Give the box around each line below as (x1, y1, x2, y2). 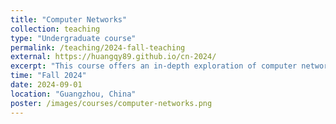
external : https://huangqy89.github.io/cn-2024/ (10, 52, 217, 62)
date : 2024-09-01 (10, 80, 83, 90)
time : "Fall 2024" (10, 71, 87, 81)
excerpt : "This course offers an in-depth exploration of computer (10, 61, 298, 71)
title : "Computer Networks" (10, 14, 128, 25)
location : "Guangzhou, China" (10, 89, 137, 99)
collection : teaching (10, 24, 101, 34)
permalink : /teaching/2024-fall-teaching (10, 42, 186, 53)
